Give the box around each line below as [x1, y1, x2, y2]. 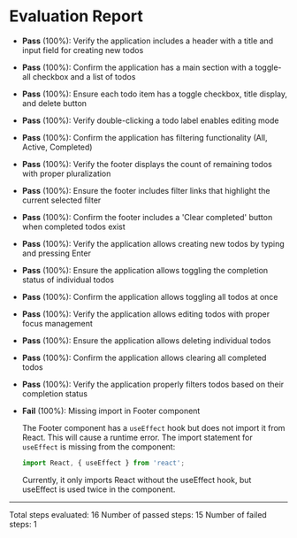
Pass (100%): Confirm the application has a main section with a [21, 62, 254, 73]
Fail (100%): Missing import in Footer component [21, 405, 201, 416]
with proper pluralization [21, 168, 111, 179]
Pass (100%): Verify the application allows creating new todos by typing [21, 238, 285, 249]
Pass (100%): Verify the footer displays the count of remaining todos [21, 158, 272, 169]
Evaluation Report [9, 6, 143, 27]
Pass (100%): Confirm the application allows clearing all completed [21, 352, 267, 363]
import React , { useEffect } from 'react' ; [21, 458, 186, 467]
